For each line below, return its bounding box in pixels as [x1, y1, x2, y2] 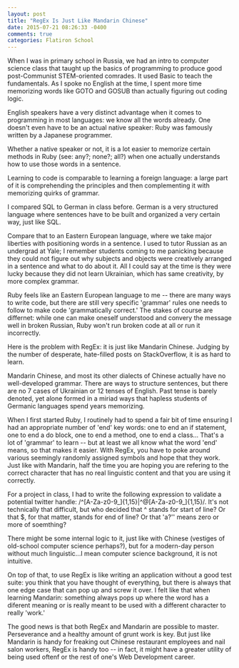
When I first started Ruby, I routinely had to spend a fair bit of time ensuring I [7, 416, 233, 424]
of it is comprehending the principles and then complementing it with [7, 181, 210, 190]
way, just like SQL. [7, 218, 61, 227]
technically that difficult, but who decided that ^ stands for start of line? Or [7, 505, 226, 514]
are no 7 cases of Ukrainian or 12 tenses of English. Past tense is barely [7, 386, 218, 396]
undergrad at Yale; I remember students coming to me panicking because [7, 247, 224, 255]
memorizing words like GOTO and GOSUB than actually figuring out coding [7, 87, 228, 96]
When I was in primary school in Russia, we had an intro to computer [7, 56, 209, 65]
